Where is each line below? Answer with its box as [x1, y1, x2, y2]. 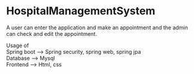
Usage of [6, 42, 29, 49]
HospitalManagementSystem [6, 4, 156, 18]
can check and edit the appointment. [6, 30, 97, 37]
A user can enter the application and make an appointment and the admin [6, 24, 188, 31]
